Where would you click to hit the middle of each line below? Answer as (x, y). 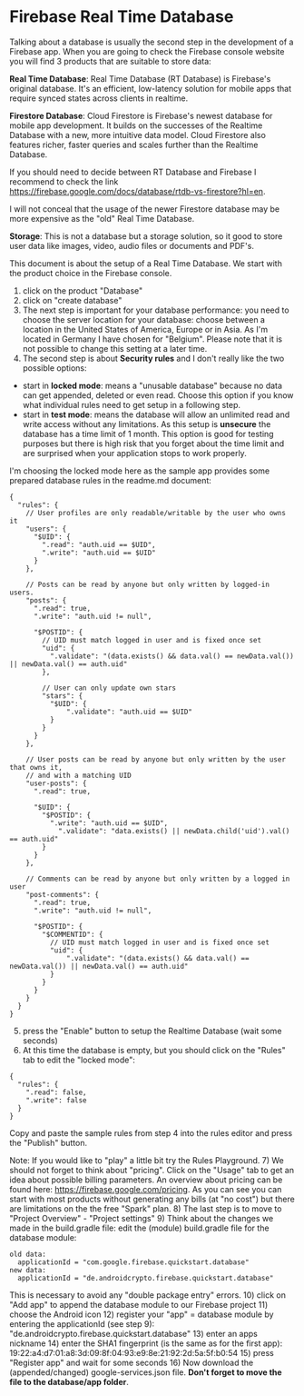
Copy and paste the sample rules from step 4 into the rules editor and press (151, 1132)
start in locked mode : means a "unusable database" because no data (152, 385)
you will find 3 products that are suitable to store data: (110, 61)
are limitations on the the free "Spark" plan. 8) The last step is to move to (146, 1208)
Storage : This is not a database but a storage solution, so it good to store (146, 236)
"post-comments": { (63, 894)
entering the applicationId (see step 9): (82, 1323)
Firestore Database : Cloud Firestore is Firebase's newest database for (141, 115)
